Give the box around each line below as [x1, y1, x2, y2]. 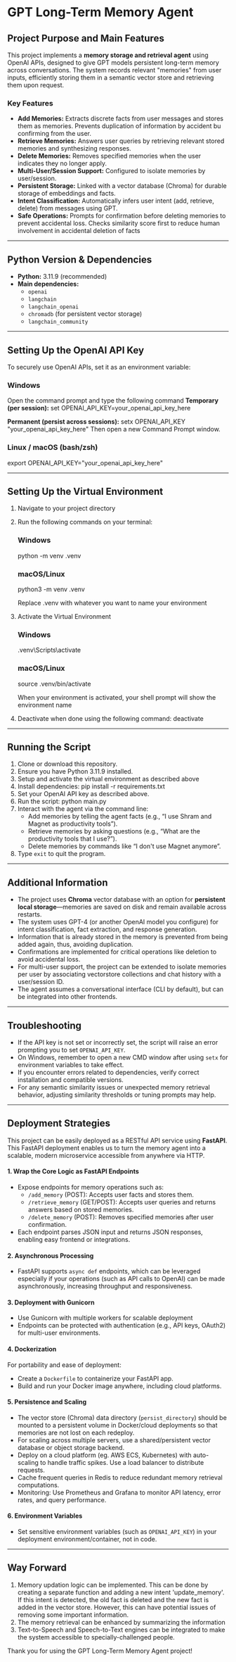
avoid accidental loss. [17, 955, 81, 964]
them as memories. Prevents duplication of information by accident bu [17, 122, 221, 130]
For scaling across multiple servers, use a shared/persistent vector [17, 1435, 211, 1444]
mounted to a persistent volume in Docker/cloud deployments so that [17, 1421, 218, 1429]
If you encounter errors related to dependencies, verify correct [17, 1068, 199, 1076]
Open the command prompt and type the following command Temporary [7, 396, 219, 405]
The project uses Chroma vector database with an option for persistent [17, 895, 226, 904]
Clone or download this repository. [17, 760, 118, 768]
